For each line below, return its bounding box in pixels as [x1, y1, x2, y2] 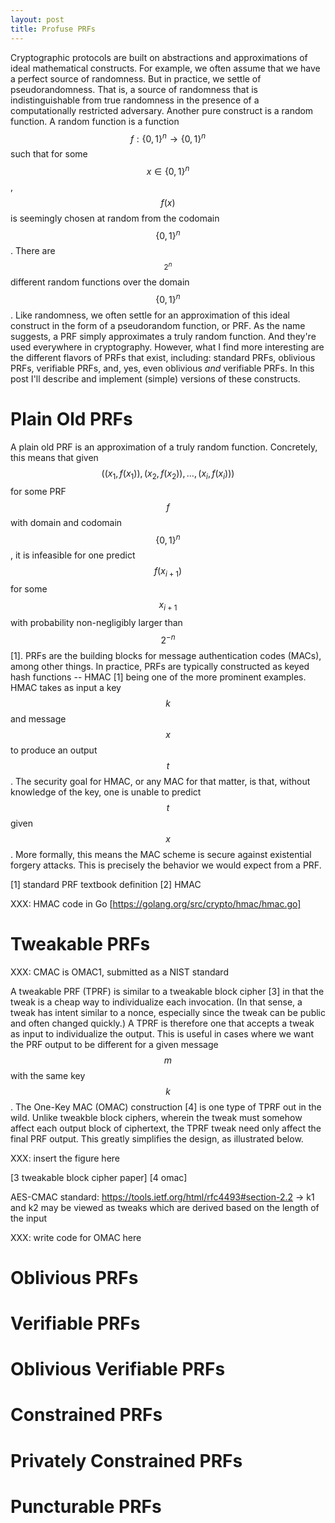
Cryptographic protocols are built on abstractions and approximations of [10, 51, 308, 63]
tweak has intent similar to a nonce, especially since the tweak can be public [10, 1006, 326, 1018]
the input [10, 1212, 48, 1224]
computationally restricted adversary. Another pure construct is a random [10, 104, 314, 116]
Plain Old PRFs [10, 408, 133, 431]
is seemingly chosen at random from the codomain [10, 212, 220, 224]
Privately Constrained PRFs [10, 1449, 243, 1472]
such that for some [10, 148, 88, 160]
